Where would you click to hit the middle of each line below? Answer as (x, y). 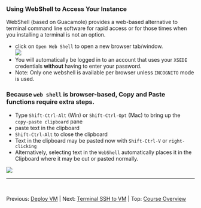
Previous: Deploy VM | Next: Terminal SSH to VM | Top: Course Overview (96, 198)
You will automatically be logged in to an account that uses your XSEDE (101, 60)
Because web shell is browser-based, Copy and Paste (86, 95)
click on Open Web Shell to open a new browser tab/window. (89, 46)
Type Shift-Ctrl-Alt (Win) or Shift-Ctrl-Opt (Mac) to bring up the (98, 115)
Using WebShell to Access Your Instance (67, 9)
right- (177, 141)
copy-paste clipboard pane (48, 121)
